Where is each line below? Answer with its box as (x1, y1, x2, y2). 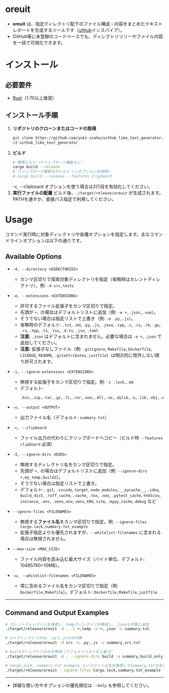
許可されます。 (24, 358, 55, 364)
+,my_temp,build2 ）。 (20, 474, 63, 480)
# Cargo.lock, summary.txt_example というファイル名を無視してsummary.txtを (5, 663, 159, 668)
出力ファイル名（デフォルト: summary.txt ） (20, 414, 110, 420)
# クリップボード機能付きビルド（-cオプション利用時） (12, 169, 112, 174)
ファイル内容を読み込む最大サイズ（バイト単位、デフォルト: (20, 556, 145, 562)
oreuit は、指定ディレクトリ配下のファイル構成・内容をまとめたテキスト (12, 21, 163, 27)
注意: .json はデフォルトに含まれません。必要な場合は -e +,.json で (20, 333, 162, 339)
